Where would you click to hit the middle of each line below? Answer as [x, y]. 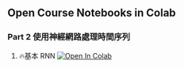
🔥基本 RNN [37, 55]
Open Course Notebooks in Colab [92, 13]
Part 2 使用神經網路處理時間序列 [69, 37]
